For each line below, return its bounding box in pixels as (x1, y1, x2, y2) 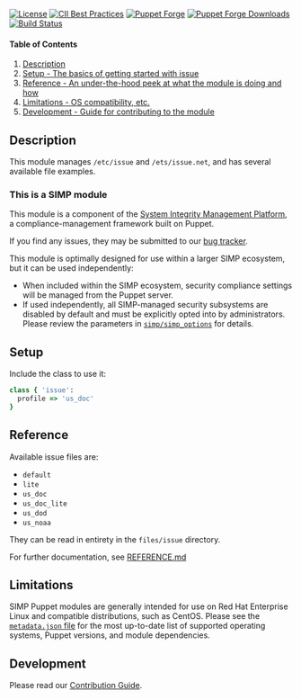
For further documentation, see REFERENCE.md (9, 551, 187, 562)
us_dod (22, 508, 48, 517)
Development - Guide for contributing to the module (22, 106, 216, 117)
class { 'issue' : (9, 386, 75, 395)
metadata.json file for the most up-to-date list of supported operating (9, 621, 266, 632)
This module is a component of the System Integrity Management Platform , (9, 209, 288, 220)
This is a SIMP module (9, 188, 108, 201)
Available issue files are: (9, 451, 99, 462)
